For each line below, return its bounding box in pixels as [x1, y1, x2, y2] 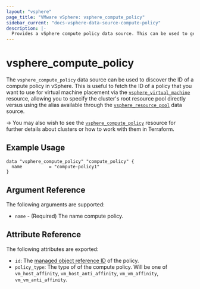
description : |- [6, 25, 46, 32]
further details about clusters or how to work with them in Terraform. [6, 125, 174, 133]
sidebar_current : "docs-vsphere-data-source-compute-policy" [6, 20, 161, 26]
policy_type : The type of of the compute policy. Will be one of [14, 263, 168, 271]
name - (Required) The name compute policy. [14, 212, 124, 219]
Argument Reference [6, 185, 86, 195]
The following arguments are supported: [6, 200, 105, 208]
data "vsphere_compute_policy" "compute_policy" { [6, 158, 135, 164]
